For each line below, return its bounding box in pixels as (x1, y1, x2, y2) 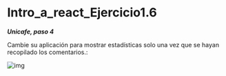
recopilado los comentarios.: (7, 48, 88, 56)
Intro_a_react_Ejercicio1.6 (7, 5, 157, 21)
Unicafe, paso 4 (7, 27, 54, 36)
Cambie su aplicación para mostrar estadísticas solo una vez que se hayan (7, 40, 219, 49)
